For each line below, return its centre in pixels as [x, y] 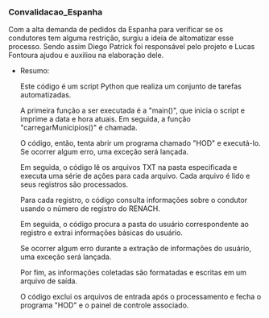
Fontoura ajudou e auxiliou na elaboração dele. [86, 56]
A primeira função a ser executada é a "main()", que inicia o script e [132, 110]
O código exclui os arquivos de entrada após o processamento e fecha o [141, 297]
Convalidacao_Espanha [56, 12]
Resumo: [35, 71]
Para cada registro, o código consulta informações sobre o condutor [134, 200]
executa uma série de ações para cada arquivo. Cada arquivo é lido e [135, 176]
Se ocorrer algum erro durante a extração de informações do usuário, [136, 249]
